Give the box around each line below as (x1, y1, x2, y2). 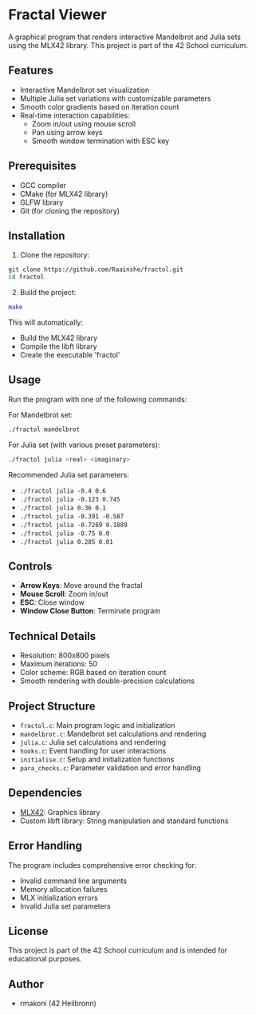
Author (8, 977, 44, 991)
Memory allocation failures (19, 884, 108, 893)
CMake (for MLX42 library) (19, 189, 108, 198)
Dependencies (8, 786, 82, 800)
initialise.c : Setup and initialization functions (19, 754, 175, 764)
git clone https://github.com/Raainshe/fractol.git (8, 266, 183, 274)
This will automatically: (8, 318, 84, 327)
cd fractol (8, 274, 45, 282)
